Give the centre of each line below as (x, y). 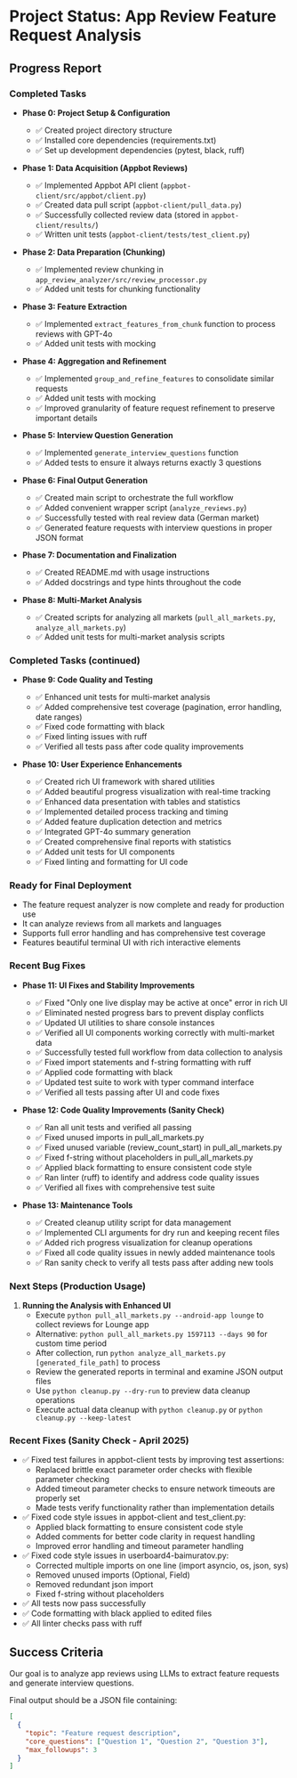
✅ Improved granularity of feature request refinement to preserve (155, 408)
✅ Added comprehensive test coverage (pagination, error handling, (159, 707)
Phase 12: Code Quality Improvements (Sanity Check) (123, 1110)
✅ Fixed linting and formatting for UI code (112, 862)
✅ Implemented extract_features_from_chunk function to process (155, 323)
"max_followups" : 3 (61, 1749)
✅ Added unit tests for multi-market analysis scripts (130, 636)
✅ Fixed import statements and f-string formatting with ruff (143, 1062)
